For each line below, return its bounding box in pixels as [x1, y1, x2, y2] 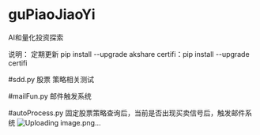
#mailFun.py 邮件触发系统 [8, 91, 92, 100]
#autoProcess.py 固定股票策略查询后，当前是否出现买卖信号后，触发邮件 [8, 108, 246, 118]
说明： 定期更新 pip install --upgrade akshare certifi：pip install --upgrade [8, 49, 251, 58]
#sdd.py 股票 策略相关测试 [8, 74, 95, 84]
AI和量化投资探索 [8, 32, 64, 42]
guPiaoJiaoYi [8, 6, 96, 24]
